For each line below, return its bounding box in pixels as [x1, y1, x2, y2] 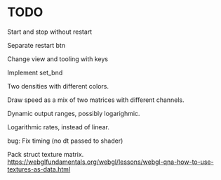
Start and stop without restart [7, 27, 93, 36]
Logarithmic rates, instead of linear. [7, 122, 110, 131]
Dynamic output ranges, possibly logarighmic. [7, 109, 140, 117]
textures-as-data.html [7, 165, 71, 173]
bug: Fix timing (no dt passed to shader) [7, 136, 123, 145]
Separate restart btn [7, 41, 65, 49]
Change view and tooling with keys [7, 54, 109, 63]
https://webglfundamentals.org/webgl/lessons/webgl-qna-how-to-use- [7, 157, 214, 166]
